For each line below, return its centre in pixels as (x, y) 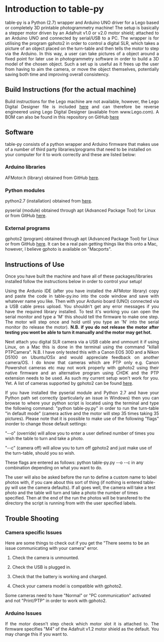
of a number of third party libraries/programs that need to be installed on (78, 149)
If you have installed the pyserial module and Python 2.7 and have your (82, 393)
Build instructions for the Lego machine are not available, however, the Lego (82, 101)
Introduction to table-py (54, 9)
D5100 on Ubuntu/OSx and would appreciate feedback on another (82, 358)
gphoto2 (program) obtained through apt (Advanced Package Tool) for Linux (82, 239)
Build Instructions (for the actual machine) (71, 90)
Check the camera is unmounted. (46, 558)
